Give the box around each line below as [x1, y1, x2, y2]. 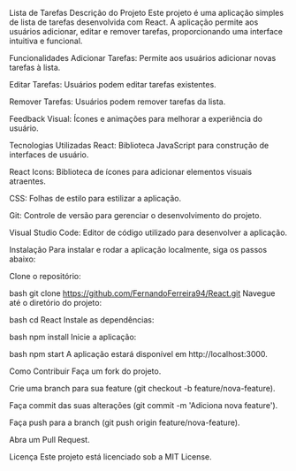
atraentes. [9, 176, 47, 186]
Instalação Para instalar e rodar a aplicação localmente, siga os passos [9, 245, 268, 254]
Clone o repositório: [9, 271, 81, 281]
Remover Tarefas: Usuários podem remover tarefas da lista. [9, 96, 226, 107]
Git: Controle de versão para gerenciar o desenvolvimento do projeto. [9, 210, 262, 220]
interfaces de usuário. [9, 149, 89, 160]
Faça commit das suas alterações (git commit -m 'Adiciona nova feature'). [9, 400, 278, 410]
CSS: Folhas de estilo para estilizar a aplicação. [9, 194, 182, 203]
